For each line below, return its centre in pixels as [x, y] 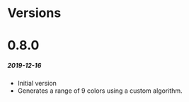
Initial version [37, 84]
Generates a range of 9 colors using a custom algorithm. [100, 91]
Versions [34, 13]
